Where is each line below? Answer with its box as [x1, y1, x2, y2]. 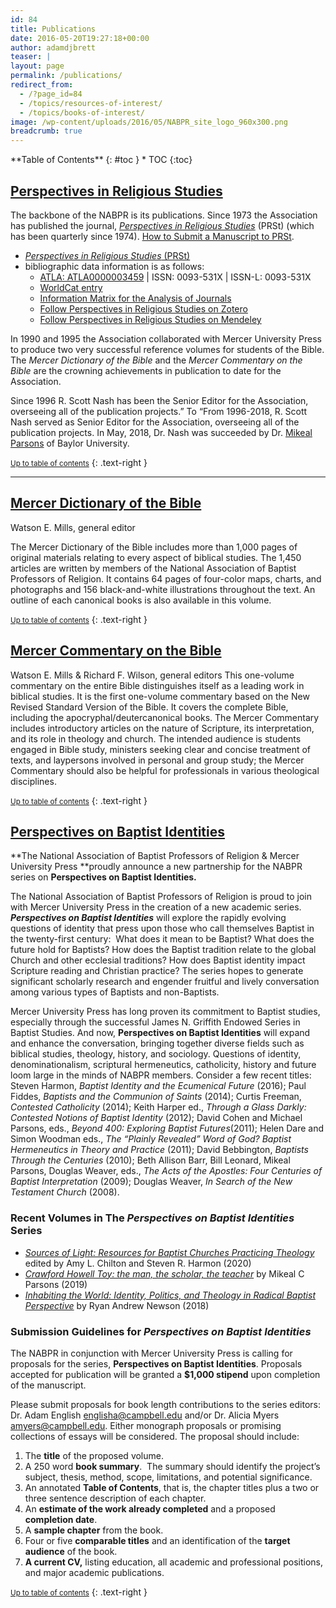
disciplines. [10, 775, 57, 787]
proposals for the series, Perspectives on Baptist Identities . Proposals [10, 1357, 303, 1370]
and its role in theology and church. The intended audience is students [10, 732, 302, 745]
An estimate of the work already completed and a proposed [24, 1502, 276, 1515]
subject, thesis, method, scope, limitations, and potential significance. [24, 1471, 313, 1483]
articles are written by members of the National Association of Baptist [10, 562, 297, 574]
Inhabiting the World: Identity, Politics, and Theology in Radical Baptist [24, 1289, 316, 1301]
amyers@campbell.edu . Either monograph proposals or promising [10, 1419, 282, 1431]
